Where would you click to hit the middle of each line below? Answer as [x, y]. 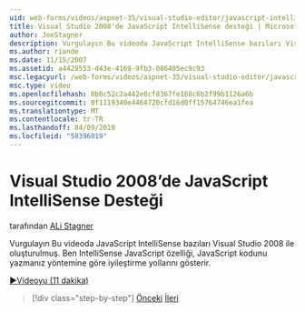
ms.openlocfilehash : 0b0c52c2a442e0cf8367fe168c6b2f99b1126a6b [132, 94]
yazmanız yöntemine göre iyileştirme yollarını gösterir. [110, 262]
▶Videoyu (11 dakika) [49, 280]
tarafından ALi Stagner [51, 226]
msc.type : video [40, 86]
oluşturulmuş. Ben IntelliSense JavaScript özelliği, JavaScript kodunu [138, 253]
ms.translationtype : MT [54, 111]
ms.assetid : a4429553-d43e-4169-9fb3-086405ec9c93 [107, 69]
